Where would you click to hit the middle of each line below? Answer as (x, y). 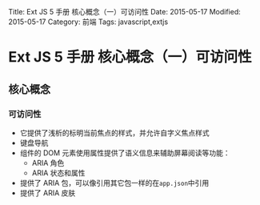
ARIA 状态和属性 (58, 173)
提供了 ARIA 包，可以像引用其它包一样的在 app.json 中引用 (114, 183)
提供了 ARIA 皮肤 (48, 193)
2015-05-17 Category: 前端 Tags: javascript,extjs (88, 22)
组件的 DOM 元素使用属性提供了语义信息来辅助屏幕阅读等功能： (125, 153)
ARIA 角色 (48, 163)
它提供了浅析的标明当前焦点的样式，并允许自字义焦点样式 (114, 133)
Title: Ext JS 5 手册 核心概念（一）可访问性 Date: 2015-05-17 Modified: (125, 12)
